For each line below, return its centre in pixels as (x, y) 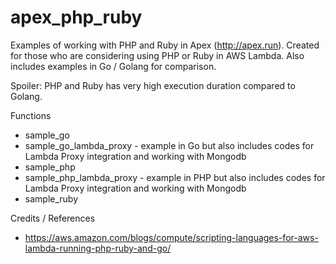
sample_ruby (51, 198)
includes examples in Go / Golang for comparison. (113, 66)
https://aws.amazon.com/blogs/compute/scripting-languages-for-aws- (171, 237)
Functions (31, 115)
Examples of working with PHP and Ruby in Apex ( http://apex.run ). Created (165, 45)
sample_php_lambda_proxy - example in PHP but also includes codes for (175, 177)
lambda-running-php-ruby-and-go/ (98, 248)
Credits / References (53, 218)
